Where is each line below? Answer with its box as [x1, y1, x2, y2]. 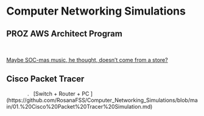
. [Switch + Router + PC [27, 90, 90, 97]
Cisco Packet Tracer [6, 74, 85, 84]
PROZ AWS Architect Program [6, 29, 123, 39]
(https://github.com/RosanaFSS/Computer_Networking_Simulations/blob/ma [6, 96, 198, 104]
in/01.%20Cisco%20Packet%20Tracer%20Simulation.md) [6, 103, 153, 110]
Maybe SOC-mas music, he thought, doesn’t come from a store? [6, 56, 169, 63]
